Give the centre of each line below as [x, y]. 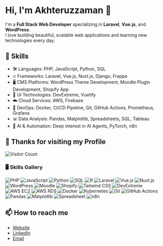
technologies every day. [30, 40]
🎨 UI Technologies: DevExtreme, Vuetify [54, 94]
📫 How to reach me [37, 213]
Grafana [21, 113]
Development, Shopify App [41, 89]
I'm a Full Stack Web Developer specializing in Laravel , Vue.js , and [76, 24]
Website [21, 227]
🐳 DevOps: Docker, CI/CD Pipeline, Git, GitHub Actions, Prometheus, [84, 108]
